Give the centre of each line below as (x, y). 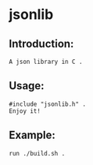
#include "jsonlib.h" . (48, 104)
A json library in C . (46, 62)
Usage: (27, 86)
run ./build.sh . (37, 153)
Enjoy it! (25, 111)
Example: (32, 135)
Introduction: (41, 44)
